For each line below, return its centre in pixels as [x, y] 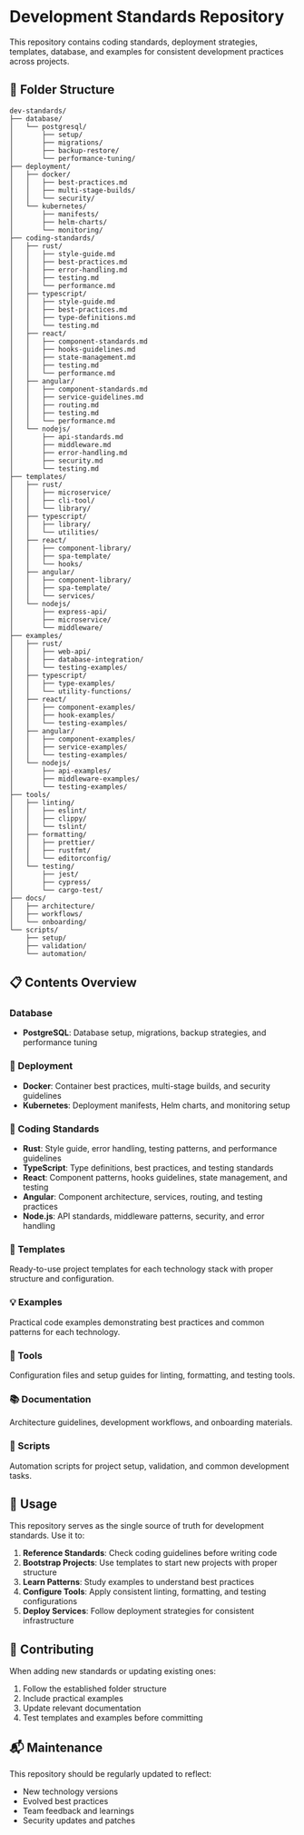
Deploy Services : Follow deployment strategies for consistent [138, 1611]
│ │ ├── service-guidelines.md [77, 397]
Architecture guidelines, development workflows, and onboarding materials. [151, 1422]
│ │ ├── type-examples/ [63, 683]
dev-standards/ [38, 111]
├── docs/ [28, 898]
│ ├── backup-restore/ [64, 150]
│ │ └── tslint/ [49, 826]
